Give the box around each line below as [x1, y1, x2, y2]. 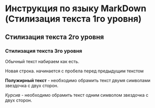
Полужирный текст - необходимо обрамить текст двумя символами [5, 77, 151, 83]
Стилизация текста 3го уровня [5, 47, 82, 54]
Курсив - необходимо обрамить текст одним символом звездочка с [5, 92, 149, 98]
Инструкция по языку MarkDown [5, 3, 147, 14]
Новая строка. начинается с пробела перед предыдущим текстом [5, 68, 144, 74]
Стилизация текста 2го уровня [5, 33, 104, 41]
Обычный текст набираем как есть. [5, 58, 80, 64]
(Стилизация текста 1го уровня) [5, 13, 142, 24]
